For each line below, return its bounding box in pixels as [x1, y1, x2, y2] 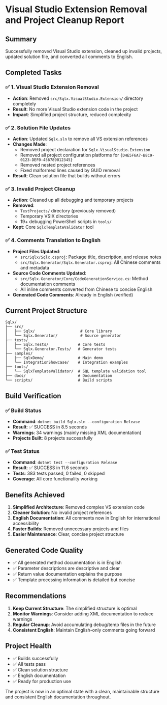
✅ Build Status [5, 406, 42, 414]
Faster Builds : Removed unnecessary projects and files [12, 526, 129, 532]
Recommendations [5, 592, 66, 601]
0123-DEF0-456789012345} [20, 157, 73, 162]
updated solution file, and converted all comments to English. [5, 53, 133, 60]
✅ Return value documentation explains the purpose [12, 571, 122, 577]
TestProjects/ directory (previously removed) [20, 208, 116, 214]
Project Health [5, 642, 52, 650]
